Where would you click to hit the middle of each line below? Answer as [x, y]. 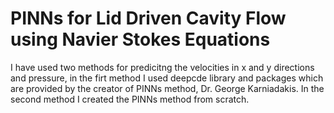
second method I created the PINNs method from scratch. [130, 99]
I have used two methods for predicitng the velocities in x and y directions [162, 67]
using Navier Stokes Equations [140, 39]
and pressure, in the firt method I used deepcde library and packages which [167, 78]
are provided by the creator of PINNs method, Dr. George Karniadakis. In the [167, 88]
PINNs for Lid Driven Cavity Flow [148, 18]
